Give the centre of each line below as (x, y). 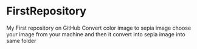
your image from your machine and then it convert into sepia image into (96, 34)
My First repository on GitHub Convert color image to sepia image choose (99, 28)
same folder (21, 41)
